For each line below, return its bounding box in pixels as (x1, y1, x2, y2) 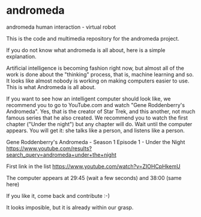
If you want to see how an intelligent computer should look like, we (6, 95, 171, 102)
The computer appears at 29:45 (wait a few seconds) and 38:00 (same (6, 174, 182, 181)
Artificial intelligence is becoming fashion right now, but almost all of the (6, 64, 184, 72)
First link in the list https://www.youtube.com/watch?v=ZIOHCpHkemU (6, 163, 181, 170)
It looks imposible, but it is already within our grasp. (6, 204, 134, 211)
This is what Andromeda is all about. (6, 83, 96, 90)
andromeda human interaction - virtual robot (6, 23, 116, 30)
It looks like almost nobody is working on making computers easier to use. (6, 77, 190, 84)
